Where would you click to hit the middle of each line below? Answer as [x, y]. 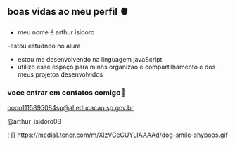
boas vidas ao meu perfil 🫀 [68, 12]
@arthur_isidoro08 [34, 121]
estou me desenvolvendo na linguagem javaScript [90, 59]
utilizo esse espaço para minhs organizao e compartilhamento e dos [116, 67]
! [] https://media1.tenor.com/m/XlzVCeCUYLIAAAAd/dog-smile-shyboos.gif [118, 135]
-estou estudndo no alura [44, 46]
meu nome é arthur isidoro [56, 32]
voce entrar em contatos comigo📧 [66, 92]
